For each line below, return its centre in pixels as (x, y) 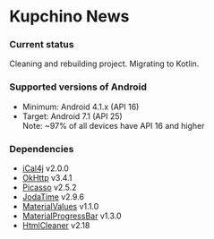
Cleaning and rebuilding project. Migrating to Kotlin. (104, 64)
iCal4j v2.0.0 (46, 168)
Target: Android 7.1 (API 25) (72, 116)
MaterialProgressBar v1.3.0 (72, 216)
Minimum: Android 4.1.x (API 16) (81, 107)
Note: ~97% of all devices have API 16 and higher (113, 125)
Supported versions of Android (78, 87)
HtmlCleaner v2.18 (56, 226)
